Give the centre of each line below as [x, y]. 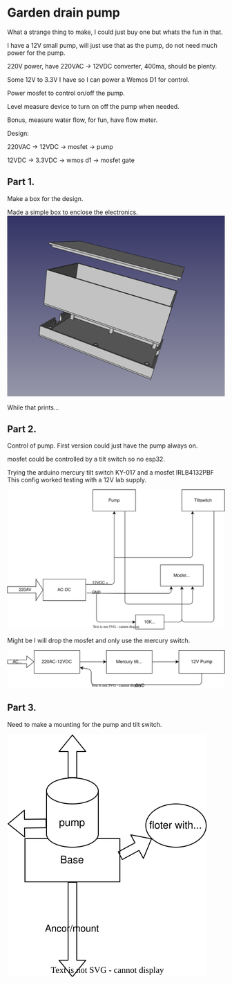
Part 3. [22, 708]
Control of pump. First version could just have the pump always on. [103, 446]
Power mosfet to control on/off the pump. [66, 93]
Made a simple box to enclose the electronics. [72, 212]
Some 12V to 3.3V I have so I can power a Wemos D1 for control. [98, 79]
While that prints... [33, 407]
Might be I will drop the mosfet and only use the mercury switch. [99, 640]
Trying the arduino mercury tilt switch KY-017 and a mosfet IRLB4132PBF [110, 473]
